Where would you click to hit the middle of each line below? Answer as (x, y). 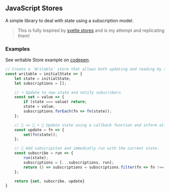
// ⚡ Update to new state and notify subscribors (68, 92)
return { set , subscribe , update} (50, 181)
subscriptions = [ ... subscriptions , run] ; (69, 162)
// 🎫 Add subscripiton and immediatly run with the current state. (87, 148)
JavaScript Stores (34, 8)
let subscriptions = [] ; (40, 83)
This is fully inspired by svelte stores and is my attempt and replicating (91, 30)
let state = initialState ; (43, 79)
